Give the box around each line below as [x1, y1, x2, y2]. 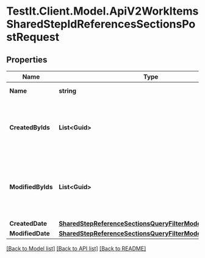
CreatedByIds [9, 123, 51, 132]
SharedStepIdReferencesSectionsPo [6, 17, 196, 31]
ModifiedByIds [9, 183, 53, 191]
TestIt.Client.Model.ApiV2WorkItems [6, 4, 199, 18]
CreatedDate [9, 220, 48, 228]
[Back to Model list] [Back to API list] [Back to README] [6, 245, 146, 252]
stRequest [6, 30, 60, 44]
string [59, 87, 77, 95]
